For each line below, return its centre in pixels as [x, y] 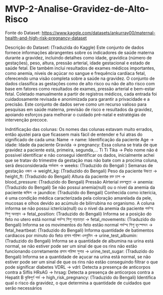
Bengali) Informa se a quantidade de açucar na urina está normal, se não [78, 257]
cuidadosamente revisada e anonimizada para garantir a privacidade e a [77, 99]
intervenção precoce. [27, 120]
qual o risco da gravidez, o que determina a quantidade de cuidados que [78, 283]
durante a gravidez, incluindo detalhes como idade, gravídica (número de [79, 57]
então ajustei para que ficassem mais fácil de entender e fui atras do [74, 134]
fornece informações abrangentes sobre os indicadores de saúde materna [80, 53]
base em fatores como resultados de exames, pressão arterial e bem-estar [80, 89]
